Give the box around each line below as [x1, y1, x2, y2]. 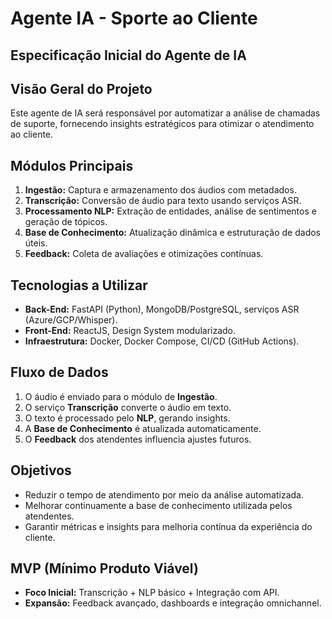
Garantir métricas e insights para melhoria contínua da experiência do [24, 520, 313, 532]
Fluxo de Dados [10, 364, 109, 381]
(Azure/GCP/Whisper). [24, 314, 118, 326]
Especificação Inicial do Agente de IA [10, 47, 247, 64]
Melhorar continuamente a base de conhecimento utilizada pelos [24, 499, 293, 511]
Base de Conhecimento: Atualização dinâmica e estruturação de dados [24, 227, 321, 239]
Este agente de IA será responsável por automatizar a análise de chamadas [10, 107, 321, 119]
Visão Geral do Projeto [10, 80, 153, 97]
